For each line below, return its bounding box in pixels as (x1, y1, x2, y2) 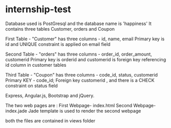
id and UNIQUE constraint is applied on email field (5, 41, 111, 47)
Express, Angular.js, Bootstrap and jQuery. (5, 92, 95, 98)
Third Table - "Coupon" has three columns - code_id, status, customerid (5, 71, 158, 78)
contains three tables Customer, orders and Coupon (5, 25, 115, 32)
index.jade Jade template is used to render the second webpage (5, 108, 141, 114)
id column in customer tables (5, 62, 67, 68)
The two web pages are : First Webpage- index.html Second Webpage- (5, 102, 156, 108)
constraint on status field (5, 83, 58, 89)
